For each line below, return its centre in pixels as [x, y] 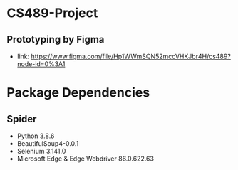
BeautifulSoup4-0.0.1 [48, 143]
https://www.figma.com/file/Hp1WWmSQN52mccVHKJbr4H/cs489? [131, 56]
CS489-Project [52, 13]
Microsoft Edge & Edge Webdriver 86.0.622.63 [86, 159]
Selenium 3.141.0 [41, 151]
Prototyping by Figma [56, 39]
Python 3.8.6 [36, 136]
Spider [22, 119]
